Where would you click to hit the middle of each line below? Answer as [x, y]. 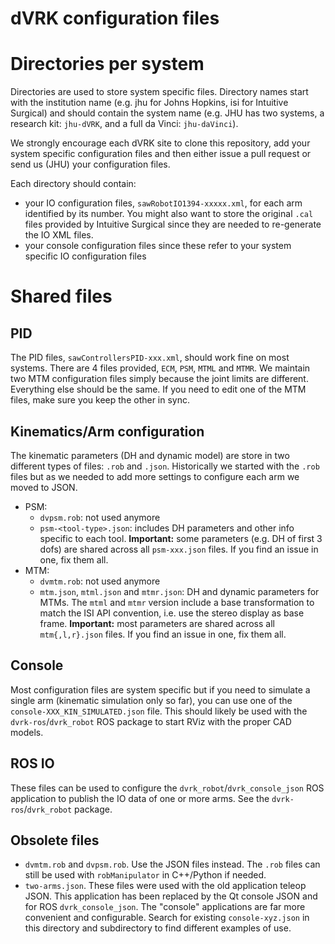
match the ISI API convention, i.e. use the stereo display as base [172, 613]
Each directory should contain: [73, 184]
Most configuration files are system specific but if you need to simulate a [160, 689]
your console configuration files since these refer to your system [158, 246]
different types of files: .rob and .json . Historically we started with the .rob [165, 466]
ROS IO [32, 763]
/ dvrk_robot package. [68, 809]
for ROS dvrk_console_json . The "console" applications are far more [165, 907]
